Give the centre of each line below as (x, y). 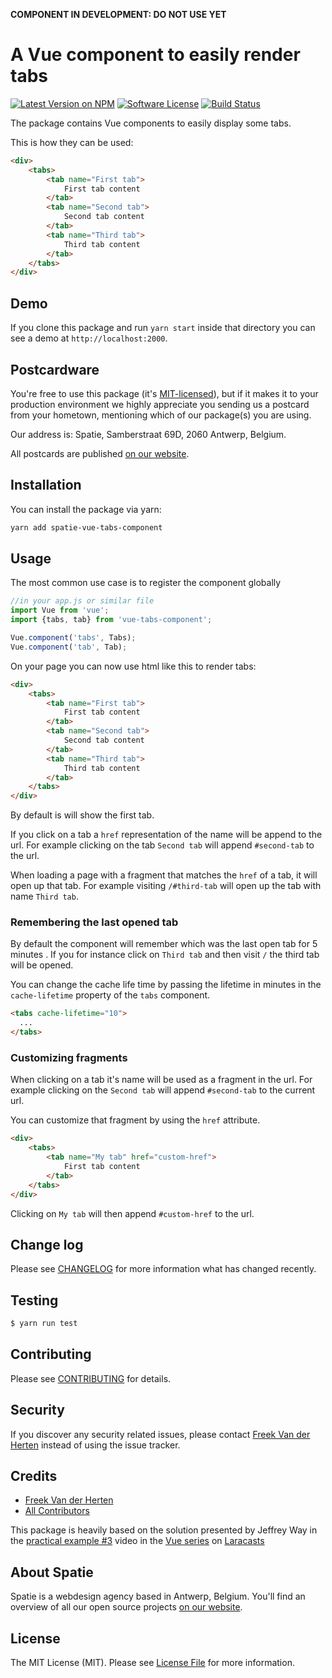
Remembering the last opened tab (94, 922)
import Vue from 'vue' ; (60, 610)
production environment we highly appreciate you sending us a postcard (160, 404)
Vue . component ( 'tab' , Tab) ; (69, 647)
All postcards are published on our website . (100, 453)
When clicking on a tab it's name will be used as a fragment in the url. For (161, 1080)
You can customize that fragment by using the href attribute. (135, 1120)
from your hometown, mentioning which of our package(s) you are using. (161, 415)
